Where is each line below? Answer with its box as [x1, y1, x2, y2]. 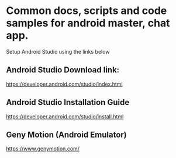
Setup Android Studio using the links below [6, 48, 110, 55]
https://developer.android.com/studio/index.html [6, 80, 123, 87]
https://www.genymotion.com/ [6, 145, 80, 152]
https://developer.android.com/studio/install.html [6, 113, 124, 120]
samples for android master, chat [6, 16, 170, 30]
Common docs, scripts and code [6, 4, 167, 17]
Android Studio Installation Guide [6, 97, 130, 107]
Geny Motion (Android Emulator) [6, 129, 127, 139]
